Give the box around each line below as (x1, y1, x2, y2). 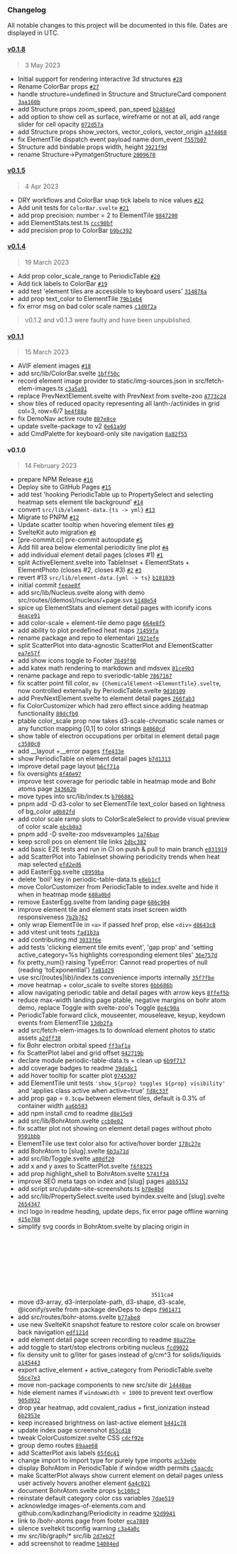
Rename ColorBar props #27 (17, 82, 99, 90)
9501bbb (17, 1133, 40, 1141)
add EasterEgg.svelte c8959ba (17, 868, 104, 876)
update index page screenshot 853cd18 (17, 1426, 131, 1435)
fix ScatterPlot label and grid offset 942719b (17, 1049, 144, 1058)
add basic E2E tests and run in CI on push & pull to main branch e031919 (17, 845, 228, 854)
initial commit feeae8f (17, 581, 81, 589)
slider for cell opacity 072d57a (17, 119, 104, 129)
